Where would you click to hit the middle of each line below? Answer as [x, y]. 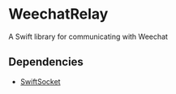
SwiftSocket [40, 81]
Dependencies [46, 62]
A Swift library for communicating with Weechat [88, 36]
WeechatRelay [58, 14]
